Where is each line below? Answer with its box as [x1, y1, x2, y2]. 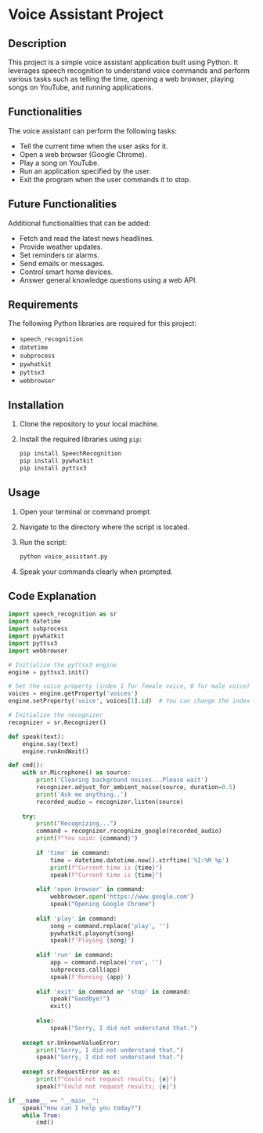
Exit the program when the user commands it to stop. [19, 174, 192, 184]
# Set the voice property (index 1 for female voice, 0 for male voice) [8, 682, 250, 690]
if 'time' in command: [36, 849, 110, 857]
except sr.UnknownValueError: [22, 1039, 121, 1047]
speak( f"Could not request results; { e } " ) [36, 1082, 177, 1091]
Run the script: [19, 537, 67, 546]
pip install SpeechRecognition [19, 450, 122, 458]
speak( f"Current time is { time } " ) [49, 871, 163, 879]
